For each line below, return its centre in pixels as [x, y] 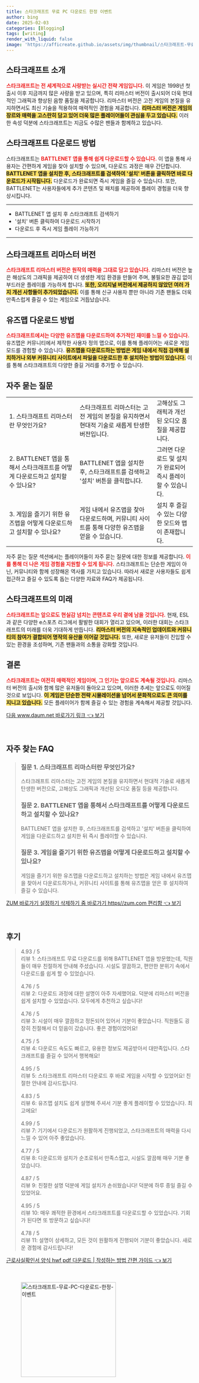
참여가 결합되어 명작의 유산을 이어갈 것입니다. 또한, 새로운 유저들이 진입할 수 [104, 637]
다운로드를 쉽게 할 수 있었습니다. [58, 973]
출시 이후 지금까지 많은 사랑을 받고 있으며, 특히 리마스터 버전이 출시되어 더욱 [94, 93]
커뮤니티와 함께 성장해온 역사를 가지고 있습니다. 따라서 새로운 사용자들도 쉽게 [102, 571]
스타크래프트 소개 [36, 70]
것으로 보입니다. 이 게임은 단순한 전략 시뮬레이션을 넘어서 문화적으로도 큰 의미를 [97, 695]
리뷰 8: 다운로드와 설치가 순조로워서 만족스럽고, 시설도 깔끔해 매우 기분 [102, 1158]
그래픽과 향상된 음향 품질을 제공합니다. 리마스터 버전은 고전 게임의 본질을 [101, 100]
